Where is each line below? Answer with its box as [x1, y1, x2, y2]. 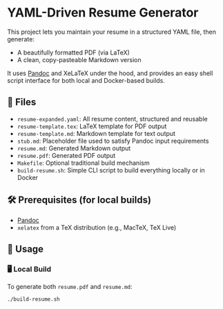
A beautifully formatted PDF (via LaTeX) [17, 48, 130, 57]
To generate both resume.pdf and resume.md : [7, 283, 133, 291]
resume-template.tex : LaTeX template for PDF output [17, 122, 167, 130]
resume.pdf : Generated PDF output [17, 151, 116, 159]
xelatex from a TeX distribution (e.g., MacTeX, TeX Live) [17, 223, 177, 232]
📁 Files [7, 97, 37, 108]
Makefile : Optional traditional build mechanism [17, 159, 150, 167]
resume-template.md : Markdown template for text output [17, 129, 176, 137]
